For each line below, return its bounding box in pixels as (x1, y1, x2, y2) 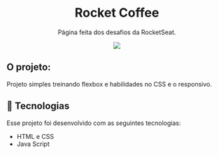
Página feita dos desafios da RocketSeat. (57, 28, 176, 36)
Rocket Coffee (74, 5, 160, 21)
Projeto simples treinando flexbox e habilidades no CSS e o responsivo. (6, 80, 213, 88)
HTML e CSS (16, 132, 55, 140)
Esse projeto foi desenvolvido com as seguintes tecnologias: (6, 119, 181, 127)
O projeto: (6, 61, 51, 73)
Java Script (16, 140, 50, 148)
